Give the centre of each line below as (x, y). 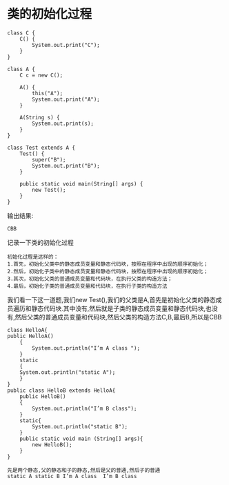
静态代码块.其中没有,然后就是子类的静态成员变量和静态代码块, (118, 308)
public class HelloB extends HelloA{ (61, 390)
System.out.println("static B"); (80, 426)
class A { (21, 69)
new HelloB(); (52, 445)
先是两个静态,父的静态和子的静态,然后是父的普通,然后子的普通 (84, 470)
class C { (21, 33)
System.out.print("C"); (66, 45)
